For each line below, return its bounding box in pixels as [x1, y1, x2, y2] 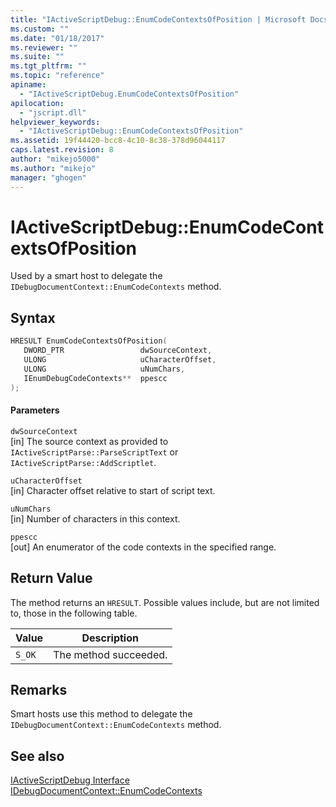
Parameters [10, 404, 60, 416]
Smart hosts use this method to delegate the [10, 708, 193, 720]
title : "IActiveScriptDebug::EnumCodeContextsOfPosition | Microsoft [10, 14, 307, 25]
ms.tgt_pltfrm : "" [10, 61, 87, 71]
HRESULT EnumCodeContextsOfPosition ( [10, 336, 168, 346]
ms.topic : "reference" [10, 71, 105, 81]
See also [10, 747, 65, 765]
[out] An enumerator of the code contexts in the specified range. [10, 541, 277, 553]
